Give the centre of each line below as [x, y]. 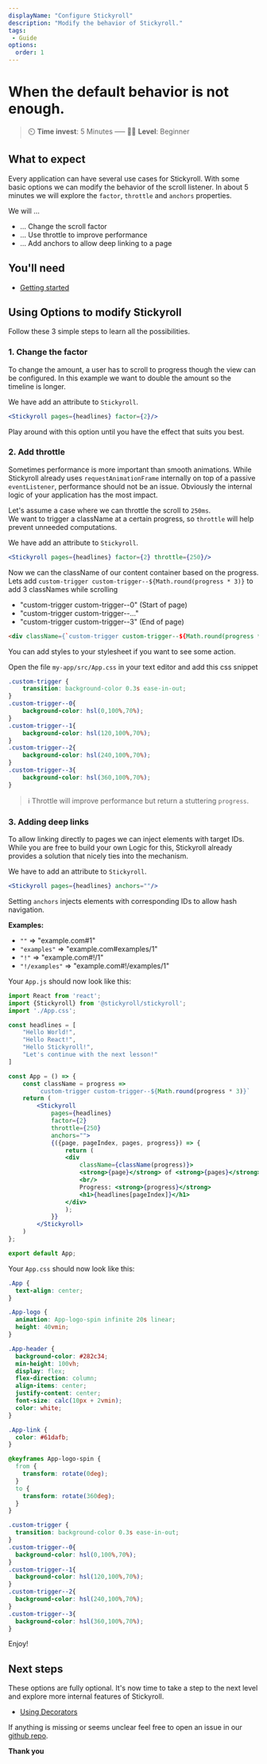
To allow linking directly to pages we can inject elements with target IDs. [126, 839]
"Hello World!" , [50, 1032]
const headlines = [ [43, 1025]
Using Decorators [48, 1712]
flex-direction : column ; [56, 1378]
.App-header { [32, 1349]
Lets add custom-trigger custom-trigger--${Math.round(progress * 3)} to [131, 581]
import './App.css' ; [43, 1011]
